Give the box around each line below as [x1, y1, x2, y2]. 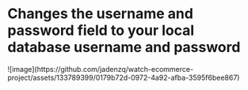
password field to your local [7, 21, 195, 39]
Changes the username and [7, 5, 193, 23]
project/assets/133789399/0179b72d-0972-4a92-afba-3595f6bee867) [7, 73, 240, 82]
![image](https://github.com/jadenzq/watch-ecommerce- [7, 64, 194, 73]
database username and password [7, 39, 241, 56]
